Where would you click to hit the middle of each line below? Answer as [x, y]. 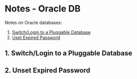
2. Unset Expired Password [47, 70]
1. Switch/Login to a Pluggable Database [68, 53]
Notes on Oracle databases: [33, 22]
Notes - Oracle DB [43, 9]
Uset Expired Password [36, 37]
